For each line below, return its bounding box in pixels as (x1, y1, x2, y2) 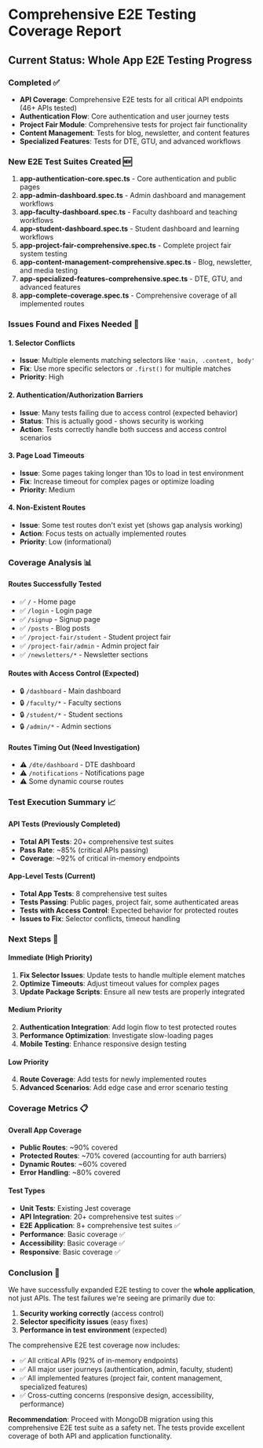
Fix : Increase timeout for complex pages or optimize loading (19, 477, 214, 486)
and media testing (19, 265, 79, 276)
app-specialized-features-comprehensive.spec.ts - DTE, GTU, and (19, 274, 243, 283)
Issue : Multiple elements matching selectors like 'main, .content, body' (19, 356, 255, 365)
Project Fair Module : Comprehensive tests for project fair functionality (19, 119, 248, 129)
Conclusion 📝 (8, 1267, 60, 1278)
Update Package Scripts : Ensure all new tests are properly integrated (19, 987, 246, 996)
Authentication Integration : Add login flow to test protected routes (19, 1022, 237, 1032)
